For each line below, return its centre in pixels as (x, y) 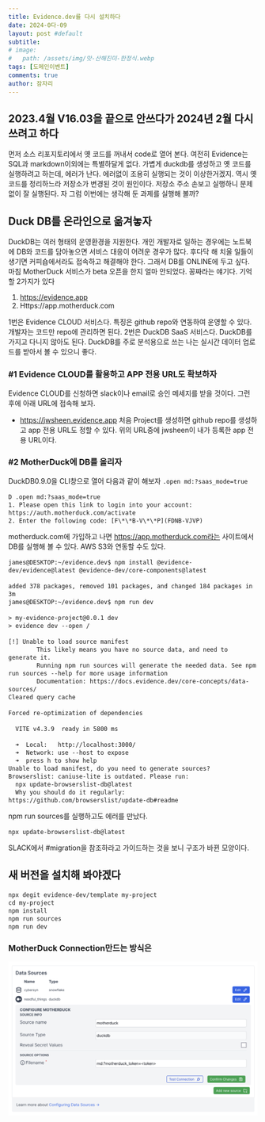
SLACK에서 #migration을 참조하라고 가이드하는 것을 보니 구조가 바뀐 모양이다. (129, 848)
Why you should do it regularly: (70, 792)
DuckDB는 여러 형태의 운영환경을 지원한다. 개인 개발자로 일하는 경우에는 (119, 242)
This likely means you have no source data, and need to (132, 649)
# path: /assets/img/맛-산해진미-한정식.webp (81, 59)
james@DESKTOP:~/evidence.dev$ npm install (81, 562)
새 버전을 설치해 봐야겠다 (64, 875)
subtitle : (25, 42)
